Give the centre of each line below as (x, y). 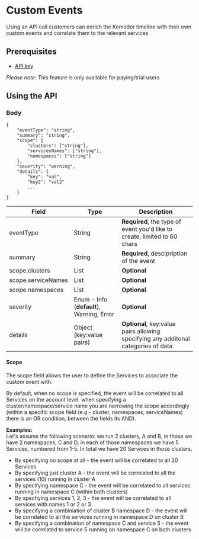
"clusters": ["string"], (58, 146)
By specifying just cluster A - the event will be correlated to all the (95, 473)
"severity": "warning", (46, 166)
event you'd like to (147, 229)
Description (156, 212)
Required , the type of (152, 222)
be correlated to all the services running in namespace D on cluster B (99, 516)
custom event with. (29, 381)
